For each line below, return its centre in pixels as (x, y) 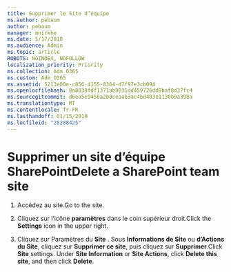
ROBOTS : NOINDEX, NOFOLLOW (46, 59)
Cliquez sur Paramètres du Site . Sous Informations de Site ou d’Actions (121, 240)
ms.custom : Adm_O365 (37, 78)
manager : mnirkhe (32, 33)
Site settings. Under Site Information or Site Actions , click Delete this (117, 254)
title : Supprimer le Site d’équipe (58, 13)
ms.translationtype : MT (41, 104)
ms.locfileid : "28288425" (44, 123)
